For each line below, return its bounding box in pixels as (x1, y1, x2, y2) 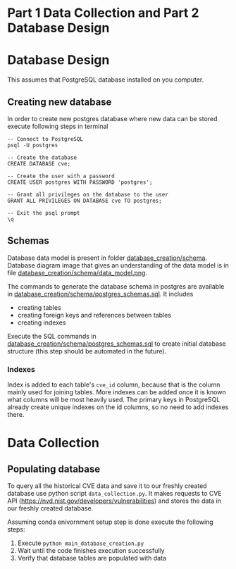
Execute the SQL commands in (7, 332, 97, 340)
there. (7, 411, 25, 419)
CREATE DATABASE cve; (7, 160, 71, 167)
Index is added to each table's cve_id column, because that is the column (7, 380, 221, 389)
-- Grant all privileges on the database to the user (7, 191, 169, 198)
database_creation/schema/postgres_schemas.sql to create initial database (7, 339, 227, 348)
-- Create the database (7, 154, 77, 161)
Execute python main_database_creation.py (17, 539, 144, 547)
